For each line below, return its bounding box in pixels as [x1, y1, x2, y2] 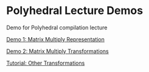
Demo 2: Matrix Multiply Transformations [6, 47, 109, 55]
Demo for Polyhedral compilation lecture [6, 24, 108, 31]
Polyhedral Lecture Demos [6, 4, 144, 18]
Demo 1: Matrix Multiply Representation [6, 35, 105, 43]
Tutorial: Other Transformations [6, 59, 85, 67]
